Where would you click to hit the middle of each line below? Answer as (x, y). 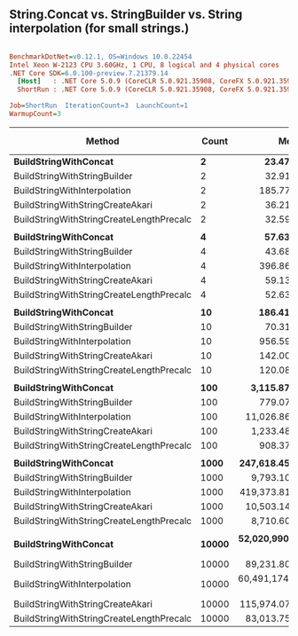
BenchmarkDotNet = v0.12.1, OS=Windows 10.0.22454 (101, 57)
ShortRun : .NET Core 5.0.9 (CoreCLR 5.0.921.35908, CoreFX (130, 90)
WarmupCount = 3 (35, 114)
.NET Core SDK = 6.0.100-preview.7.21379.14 (89, 73)
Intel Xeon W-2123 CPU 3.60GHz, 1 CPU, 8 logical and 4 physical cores (144, 65)
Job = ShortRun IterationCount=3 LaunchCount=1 (99, 106)
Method (102, 141)
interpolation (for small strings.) (99, 29)
